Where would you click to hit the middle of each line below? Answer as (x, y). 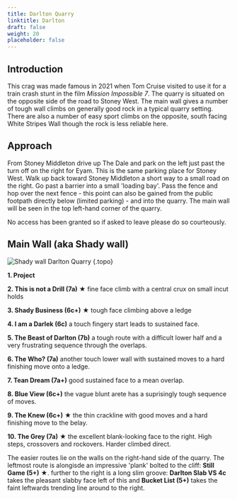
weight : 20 (23, 34)
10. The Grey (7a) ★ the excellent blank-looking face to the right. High (110, 436)
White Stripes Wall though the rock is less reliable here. (88, 123)
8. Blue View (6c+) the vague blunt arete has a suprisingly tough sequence (117, 393)
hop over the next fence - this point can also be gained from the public (110, 193)
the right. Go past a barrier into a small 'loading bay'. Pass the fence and (112, 186)
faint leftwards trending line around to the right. (76, 488)
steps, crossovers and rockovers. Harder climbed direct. (89, 444)
